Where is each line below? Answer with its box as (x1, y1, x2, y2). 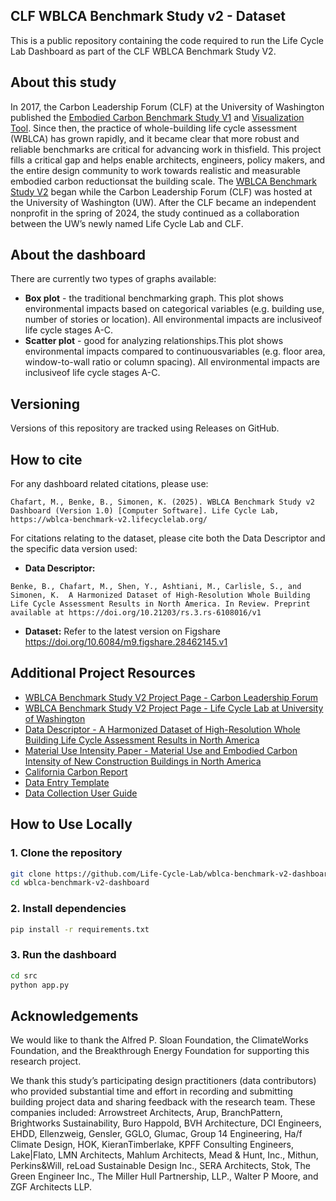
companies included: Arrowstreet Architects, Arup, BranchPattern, (10, 1107, 283, 1119)
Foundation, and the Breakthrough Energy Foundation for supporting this (10, 1045, 310, 1057)
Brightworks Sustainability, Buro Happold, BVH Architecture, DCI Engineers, (10, 1117, 322, 1129)
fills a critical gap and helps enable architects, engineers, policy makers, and (10, 154, 326, 166)
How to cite (10, 451, 83, 468)
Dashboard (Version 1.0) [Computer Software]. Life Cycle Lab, (10, 506, 280, 516)
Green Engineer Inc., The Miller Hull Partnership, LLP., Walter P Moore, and (10, 1170, 319, 1183)
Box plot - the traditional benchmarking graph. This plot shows (24, 292, 284, 304)
